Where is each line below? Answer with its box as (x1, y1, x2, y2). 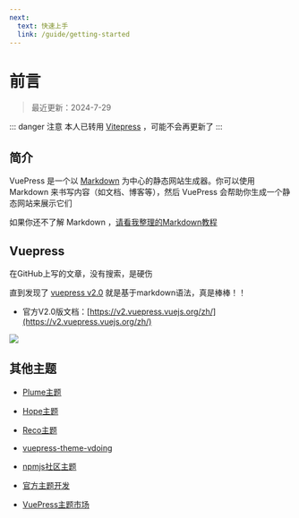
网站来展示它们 (16, 198, 73, 208)
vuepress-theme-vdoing (21, 442, 113, 453)
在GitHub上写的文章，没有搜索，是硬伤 (9, 267, 153, 278)
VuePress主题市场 (21, 498, 90, 510)
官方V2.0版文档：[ (21, 306, 90, 317)
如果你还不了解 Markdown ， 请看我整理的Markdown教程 (9, 217, 218, 228)
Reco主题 (21, 424, 58, 435)
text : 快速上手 (17, 21, 69, 30)
